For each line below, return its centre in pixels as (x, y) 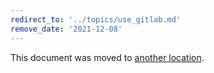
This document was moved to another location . (107, 57)
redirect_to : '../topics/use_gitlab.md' (96, 19)
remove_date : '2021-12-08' (66, 29)
